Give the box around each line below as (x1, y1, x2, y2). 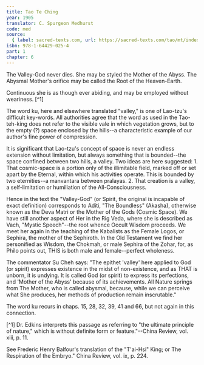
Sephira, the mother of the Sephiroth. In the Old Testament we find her (6, 234, 183, 241)
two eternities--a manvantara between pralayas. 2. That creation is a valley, (6, 177, 195, 184)
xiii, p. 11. (6, 333, 29, 341)
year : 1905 (6, 15, 34, 21)
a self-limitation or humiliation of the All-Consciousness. (6, 183, 147, 191)
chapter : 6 (6, 54, 34, 60)
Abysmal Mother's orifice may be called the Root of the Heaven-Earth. (6, 77, 182, 84)
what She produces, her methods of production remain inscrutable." (6, 291, 177, 298)
